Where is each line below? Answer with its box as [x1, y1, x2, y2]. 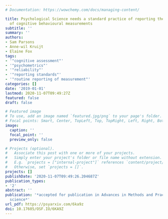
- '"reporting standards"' [5, 72, 61, 77]
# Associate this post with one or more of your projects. [5, 150, 135, 155]
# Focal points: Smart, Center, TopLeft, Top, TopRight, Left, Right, [5, 118, 155, 123]
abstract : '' [5, 188, 32, 193]
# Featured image [5, 109, 41, 114]
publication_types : [5, 178, 46, 183]
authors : [5, 35, 23, 40]
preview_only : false [9, 137, 52, 142]
